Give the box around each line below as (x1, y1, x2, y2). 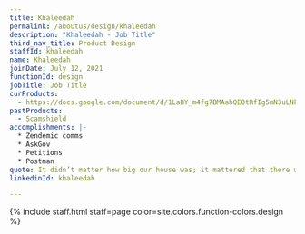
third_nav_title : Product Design (9, 38, 136, 48)
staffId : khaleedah (9, 47, 84, 56)
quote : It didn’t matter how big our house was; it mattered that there (9, 165, 290, 174)
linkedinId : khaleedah (9, 173, 95, 182)
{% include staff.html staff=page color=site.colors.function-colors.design (9, 206, 284, 218)
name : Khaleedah (9, 55, 71, 64)
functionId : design (9, 73, 84, 82)
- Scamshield (17, 114, 67, 123)
